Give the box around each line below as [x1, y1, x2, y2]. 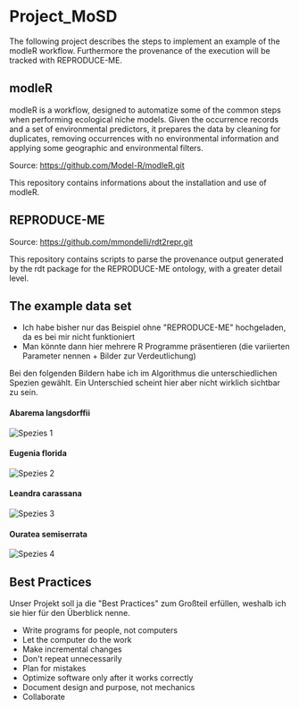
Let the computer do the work [21, 635, 132, 645]
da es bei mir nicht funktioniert [21, 332, 136, 342]
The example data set [9, 298, 132, 314]
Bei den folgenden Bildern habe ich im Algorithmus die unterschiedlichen [9, 368, 278, 379]
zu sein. [9, 387, 38, 398]
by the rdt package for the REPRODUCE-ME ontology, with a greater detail [9, 263, 283, 274]
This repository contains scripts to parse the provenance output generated [9, 253, 284, 265]
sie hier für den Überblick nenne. [9, 608, 131, 618]
